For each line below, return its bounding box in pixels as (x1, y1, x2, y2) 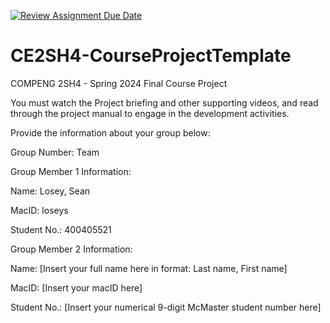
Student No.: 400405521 (10, 223, 112, 235)
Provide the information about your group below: (10, 126, 211, 139)
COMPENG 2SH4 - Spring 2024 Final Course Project (10, 77, 228, 89)
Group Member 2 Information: (10, 243, 133, 255)
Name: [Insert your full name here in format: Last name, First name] (10, 262, 288, 274)
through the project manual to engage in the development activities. (10, 107, 290, 119)
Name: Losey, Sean (10, 185, 91, 197)
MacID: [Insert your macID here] (10, 281, 143, 294)
